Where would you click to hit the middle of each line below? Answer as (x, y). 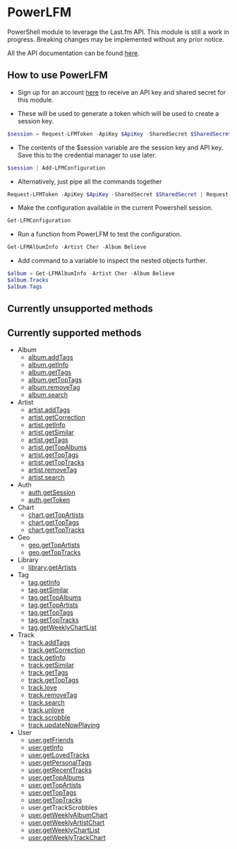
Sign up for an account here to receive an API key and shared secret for (122, 92)
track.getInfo (47, 657)
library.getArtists (52, 567)
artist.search (46, 477)
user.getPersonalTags (60, 762)
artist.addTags (49, 410)
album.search (48, 394)
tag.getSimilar (48, 590)
